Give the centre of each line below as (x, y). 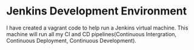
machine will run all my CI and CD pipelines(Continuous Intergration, (92, 34)
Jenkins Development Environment (96, 11)
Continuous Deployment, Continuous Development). (71, 40)
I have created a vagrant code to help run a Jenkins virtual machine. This (97, 28)
